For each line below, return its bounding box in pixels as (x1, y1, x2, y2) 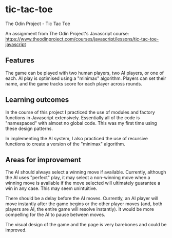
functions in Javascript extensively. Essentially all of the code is (5, 114, 140, 121)
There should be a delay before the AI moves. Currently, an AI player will (5, 196, 159, 202)
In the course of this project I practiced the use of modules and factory (5, 109, 155, 115)
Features (5, 56, 34, 65)
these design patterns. (5, 125, 53, 132)
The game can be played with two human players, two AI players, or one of (5, 70, 164, 76)
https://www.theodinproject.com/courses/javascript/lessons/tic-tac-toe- (5, 36, 159, 42)
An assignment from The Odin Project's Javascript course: (5, 30, 129, 36)
